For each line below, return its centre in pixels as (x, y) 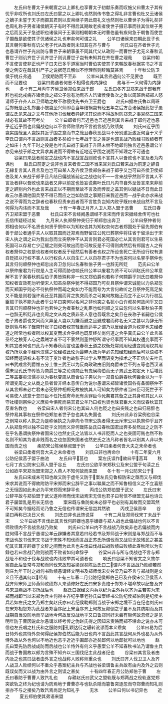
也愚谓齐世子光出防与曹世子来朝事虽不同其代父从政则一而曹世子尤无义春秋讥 (84, 51)
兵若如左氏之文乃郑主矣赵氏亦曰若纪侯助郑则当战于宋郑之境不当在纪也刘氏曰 (84, 602)
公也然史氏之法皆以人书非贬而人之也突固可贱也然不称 (108, 433)
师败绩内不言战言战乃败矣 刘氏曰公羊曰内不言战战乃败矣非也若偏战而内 (82, 527)
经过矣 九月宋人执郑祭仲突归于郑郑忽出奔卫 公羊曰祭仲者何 (91, 220)
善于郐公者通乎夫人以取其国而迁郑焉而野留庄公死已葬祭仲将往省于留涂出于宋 (84, 233)
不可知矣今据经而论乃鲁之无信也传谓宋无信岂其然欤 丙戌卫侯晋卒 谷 (83, 508)
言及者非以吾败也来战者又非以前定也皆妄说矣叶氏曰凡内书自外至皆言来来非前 (84, 183)
